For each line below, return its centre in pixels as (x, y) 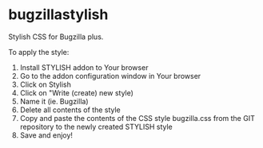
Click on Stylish (46, 84)
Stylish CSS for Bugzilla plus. (56, 37)
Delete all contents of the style (70, 110)
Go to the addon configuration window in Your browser (110, 76)
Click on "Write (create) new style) (77, 92)
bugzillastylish (58, 15)
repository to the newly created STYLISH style (96, 127)
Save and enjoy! (46, 135)
